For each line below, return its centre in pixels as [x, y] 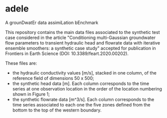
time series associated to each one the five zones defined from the [81, 104]
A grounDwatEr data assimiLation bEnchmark [52, 22]
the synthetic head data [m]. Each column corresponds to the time [81, 83]
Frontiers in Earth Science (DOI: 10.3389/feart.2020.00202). [67, 53]
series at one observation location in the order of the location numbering [87, 88]
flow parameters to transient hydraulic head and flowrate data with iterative [83, 42]
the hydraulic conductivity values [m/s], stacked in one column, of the [84, 72]
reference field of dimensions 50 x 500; [53, 78]
